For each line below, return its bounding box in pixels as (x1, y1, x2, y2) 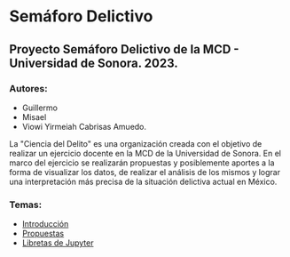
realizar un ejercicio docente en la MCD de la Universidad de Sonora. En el (9, 148, 282, 158)
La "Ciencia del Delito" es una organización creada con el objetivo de (9, 138, 263, 149)
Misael (21, 111, 47, 122)
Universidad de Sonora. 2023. (9, 55, 179, 70)
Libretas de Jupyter (21, 237, 94, 248)
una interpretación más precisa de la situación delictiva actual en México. (9, 176, 278, 187)
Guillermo (21, 102, 59, 113)
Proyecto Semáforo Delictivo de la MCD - (9, 42, 239, 57)
